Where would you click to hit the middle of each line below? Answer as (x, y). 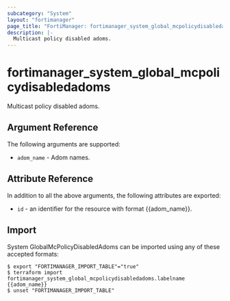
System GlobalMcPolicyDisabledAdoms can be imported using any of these (114, 246)
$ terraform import (35, 272)
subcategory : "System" (39, 13)
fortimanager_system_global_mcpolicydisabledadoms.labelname (96, 278)
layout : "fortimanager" (41, 20)
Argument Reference (53, 128)
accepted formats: (33, 254)
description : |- (30, 32)
